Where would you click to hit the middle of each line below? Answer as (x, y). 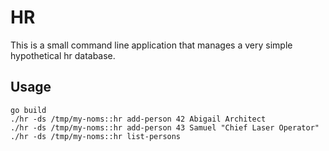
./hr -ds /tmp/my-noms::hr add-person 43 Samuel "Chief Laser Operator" (165, 127)
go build (28, 110)
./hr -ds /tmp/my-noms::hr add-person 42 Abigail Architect (138, 119)
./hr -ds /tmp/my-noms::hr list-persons (96, 136)
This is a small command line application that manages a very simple (151, 45)
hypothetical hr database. (63, 55)
